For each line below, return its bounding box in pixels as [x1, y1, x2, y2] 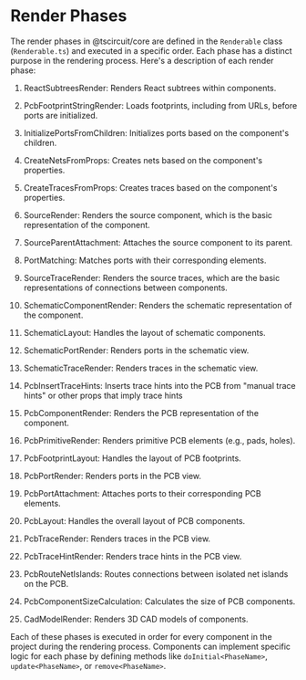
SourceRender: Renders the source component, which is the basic [23, 209, 272, 220]
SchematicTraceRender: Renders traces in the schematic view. [23, 362, 259, 373]
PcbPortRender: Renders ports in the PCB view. [23, 470, 202, 481]
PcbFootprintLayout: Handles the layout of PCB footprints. [23, 453, 242, 464]
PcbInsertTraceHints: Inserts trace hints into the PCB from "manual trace [23, 380, 296, 391]
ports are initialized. [23, 110, 98, 120]
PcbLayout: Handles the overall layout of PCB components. [23, 515, 246, 526]
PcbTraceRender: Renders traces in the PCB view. [23, 533, 211, 544]
